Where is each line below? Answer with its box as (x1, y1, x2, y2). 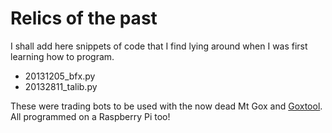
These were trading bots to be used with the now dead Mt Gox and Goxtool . (10, 100, 323, 112)
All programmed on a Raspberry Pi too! (10, 110, 171, 122)
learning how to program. (10, 50, 115, 62)
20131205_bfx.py (24, 70, 96, 82)
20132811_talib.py (24, 80, 98, 92)
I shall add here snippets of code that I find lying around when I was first (10, 40, 308, 52)
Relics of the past (10, 7, 158, 30)
